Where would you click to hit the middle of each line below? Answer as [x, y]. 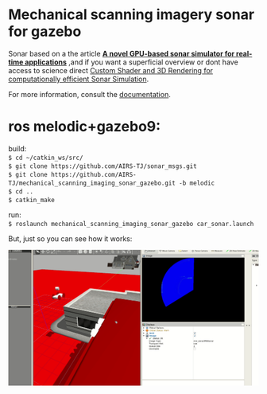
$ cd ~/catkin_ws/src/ [46, 158]
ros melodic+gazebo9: [85, 127]
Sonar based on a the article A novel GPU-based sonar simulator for [122, 53]
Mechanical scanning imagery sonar [132, 15]
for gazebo [45, 31]
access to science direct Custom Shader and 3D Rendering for [110, 70]
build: [17, 148]
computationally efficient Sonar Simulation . [79, 79]
